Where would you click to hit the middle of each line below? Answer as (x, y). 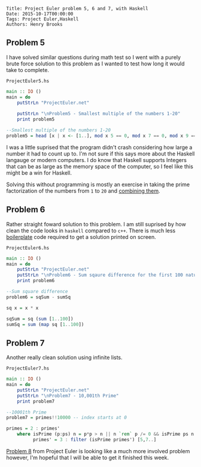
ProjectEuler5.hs (28, 81)
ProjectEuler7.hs (28, 369)
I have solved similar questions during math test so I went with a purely (94, 57)
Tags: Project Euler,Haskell (42, 19)
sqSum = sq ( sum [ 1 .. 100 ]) (40, 319)
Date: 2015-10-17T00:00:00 (40, 14)
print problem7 (36, 401)
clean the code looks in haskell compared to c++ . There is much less (91, 230)
